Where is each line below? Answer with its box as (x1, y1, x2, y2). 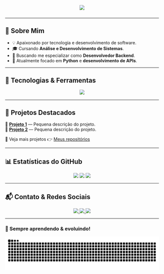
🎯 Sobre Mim (5, 27, 45, 35)
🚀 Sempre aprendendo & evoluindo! (5, 225, 91, 232)
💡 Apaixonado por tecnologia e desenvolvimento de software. (12, 39, 137, 45)
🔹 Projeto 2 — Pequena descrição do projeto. (5, 127, 97, 132)
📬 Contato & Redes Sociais (5, 193, 91, 201)
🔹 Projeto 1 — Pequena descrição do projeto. (5, 121, 96, 128)
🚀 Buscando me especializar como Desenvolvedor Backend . (12, 53, 135, 58)
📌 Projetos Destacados (5, 109, 76, 117)
